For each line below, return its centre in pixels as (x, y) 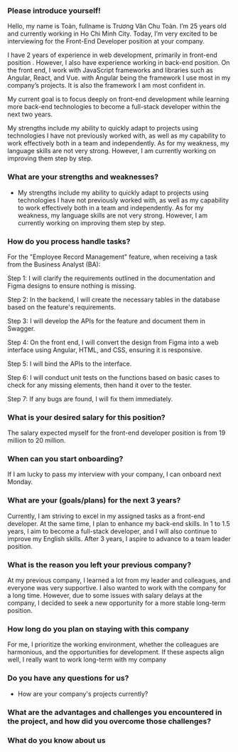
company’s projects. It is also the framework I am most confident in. (107, 86)
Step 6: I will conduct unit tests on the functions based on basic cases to (114, 377)
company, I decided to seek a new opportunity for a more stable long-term (117, 603)
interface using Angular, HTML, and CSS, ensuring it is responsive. (105, 350)
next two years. (30, 114)
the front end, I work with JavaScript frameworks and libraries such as (110, 71)
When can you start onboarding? (65, 459)
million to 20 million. (37, 441)
